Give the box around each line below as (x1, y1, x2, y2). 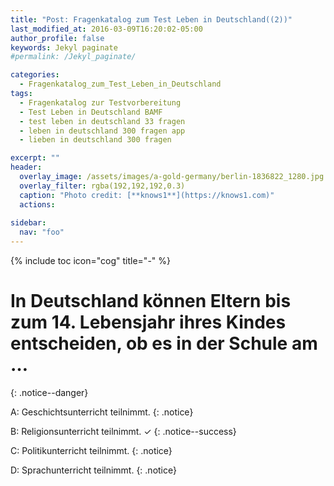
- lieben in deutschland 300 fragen (19, 135, 172, 145)
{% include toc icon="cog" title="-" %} (10, 255, 171, 266)
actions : (19, 199, 56, 210)
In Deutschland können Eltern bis (10, 290, 292, 313)
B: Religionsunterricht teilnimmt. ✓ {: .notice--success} (10, 425, 237, 437)
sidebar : (10, 218, 47, 228)
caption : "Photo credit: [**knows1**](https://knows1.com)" (19, 190, 275, 200)
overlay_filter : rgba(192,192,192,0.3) (19, 181, 186, 191)
